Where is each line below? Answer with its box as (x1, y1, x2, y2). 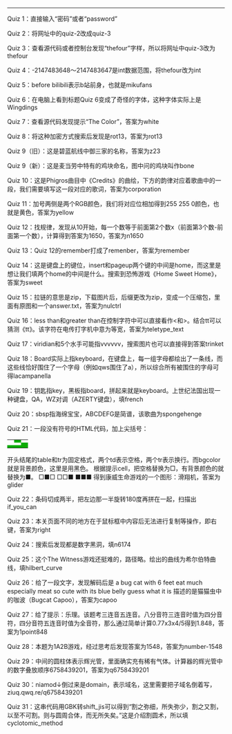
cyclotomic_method (7, 719, 64, 727)
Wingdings (7, 103, 38, 111)
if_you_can (7, 502, 37, 511)
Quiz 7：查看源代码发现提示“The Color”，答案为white (7, 118, 159, 125)
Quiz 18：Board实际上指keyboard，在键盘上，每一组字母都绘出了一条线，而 (7, 354, 223, 363)
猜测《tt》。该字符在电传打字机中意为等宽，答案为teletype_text (7, 325, 184, 333)
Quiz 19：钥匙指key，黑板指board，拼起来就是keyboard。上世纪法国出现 (7, 387, 215, 394)
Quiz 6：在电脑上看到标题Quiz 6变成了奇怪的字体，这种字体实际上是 (7, 95, 202, 104)
